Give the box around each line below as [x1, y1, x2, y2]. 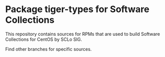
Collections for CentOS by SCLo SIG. [5, 36, 82, 42]
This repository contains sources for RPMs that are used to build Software [5, 31, 160, 37]
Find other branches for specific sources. [5, 46, 92, 52]
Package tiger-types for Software [5, 4, 150, 15]
